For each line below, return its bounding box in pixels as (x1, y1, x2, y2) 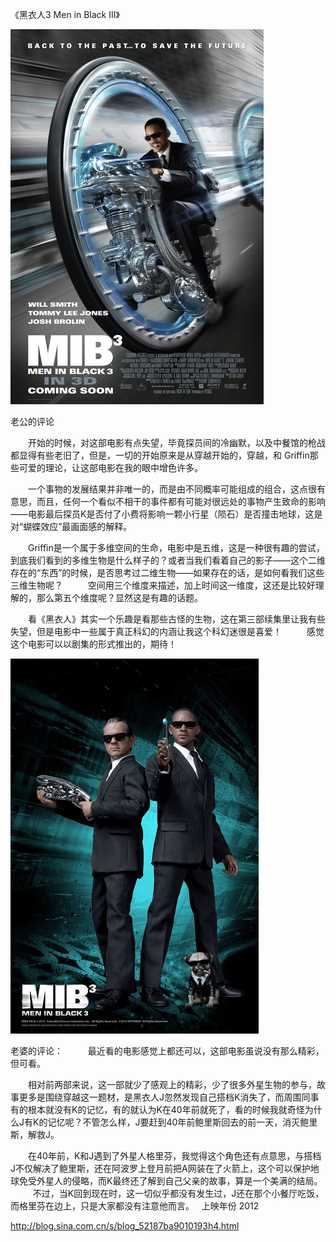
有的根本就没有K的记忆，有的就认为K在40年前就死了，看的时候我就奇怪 (10, 1104, 305, 1115)
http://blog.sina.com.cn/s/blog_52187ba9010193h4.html (10, 1220, 240, 1232)
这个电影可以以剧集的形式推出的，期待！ (10, 638, 177, 650)
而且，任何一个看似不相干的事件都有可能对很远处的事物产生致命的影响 (36, 496, 326, 507)
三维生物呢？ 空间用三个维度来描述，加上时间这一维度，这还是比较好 (10, 579, 316, 591)
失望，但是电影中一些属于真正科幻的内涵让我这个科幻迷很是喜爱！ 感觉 (10, 626, 325, 637)
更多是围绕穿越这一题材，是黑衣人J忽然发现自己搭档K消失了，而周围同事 (18, 1091, 320, 1103)
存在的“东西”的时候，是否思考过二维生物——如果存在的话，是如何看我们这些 (10, 567, 325, 578)
